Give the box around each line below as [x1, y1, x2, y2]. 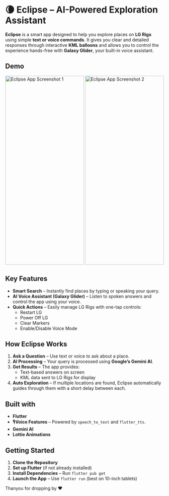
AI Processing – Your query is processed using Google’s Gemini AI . [12, 359, 153, 365]
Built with [5, 400, 36, 408]
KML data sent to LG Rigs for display [20, 375, 96, 381]
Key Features [5, 274, 48, 283]
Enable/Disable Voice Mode [20, 325, 77, 331]
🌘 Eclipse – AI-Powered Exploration [5, 4, 158, 16]
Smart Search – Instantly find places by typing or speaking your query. [12, 288, 160, 294]
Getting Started [5, 446, 55, 455]
